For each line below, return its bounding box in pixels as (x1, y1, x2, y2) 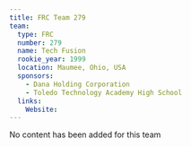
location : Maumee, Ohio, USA (17, 64, 126, 73)
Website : (25, 105, 58, 114)
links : (17, 96, 42, 106)
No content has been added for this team (9, 129, 161, 140)
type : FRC (17, 30, 54, 39)
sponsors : (17, 72, 54, 81)
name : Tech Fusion (17, 47, 87, 56)
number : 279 (17, 38, 63, 48)
